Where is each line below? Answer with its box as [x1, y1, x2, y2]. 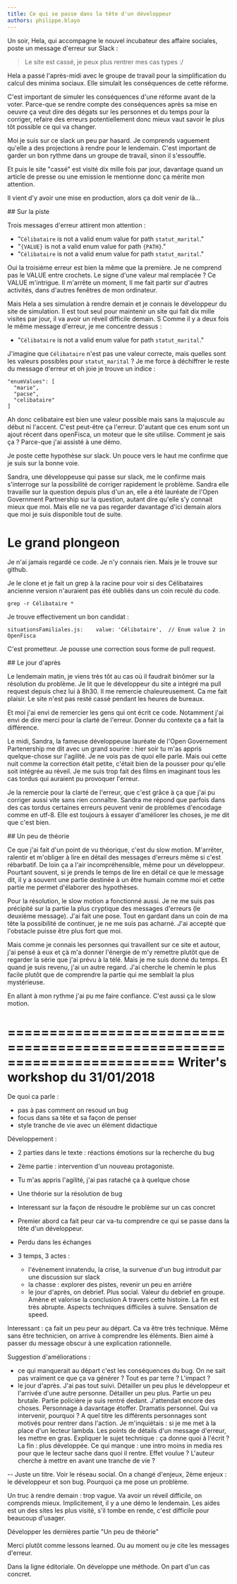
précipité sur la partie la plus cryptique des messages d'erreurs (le [7, 905, 201, 913]
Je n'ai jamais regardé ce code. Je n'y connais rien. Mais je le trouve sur [7, 558, 218, 566]
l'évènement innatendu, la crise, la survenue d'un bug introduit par [28, 1266, 221, 1274]
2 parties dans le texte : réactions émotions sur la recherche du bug [17, 1148, 215, 1157]
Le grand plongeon [7, 535, 120, 551]
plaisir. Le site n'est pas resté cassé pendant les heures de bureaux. [7, 695, 205, 703]
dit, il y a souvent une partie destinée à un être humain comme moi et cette [7, 876, 225, 884]
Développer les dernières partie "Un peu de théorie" [7, 1528, 159, 1536]
